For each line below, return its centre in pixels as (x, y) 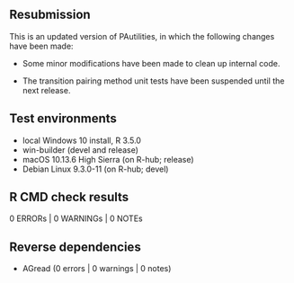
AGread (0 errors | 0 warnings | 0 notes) (97, 269)
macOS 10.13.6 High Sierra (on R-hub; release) (108, 159)
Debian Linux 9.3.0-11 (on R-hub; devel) (95, 169)
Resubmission (50, 15)
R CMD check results (69, 197)
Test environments (63, 119)
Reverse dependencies (75, 247)
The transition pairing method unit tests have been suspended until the (153, 81)
